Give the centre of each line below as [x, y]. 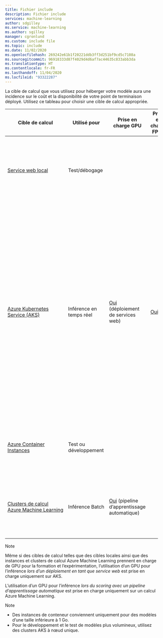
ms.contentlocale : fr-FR [30, 69]
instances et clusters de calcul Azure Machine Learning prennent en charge [81, 560]
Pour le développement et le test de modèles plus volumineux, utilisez [82, 625]
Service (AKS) [24, 315]
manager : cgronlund [25, 37]
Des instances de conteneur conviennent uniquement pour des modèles [84, 615]
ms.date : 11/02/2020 [26, 50]
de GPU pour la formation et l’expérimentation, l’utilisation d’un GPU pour [78, 566]
